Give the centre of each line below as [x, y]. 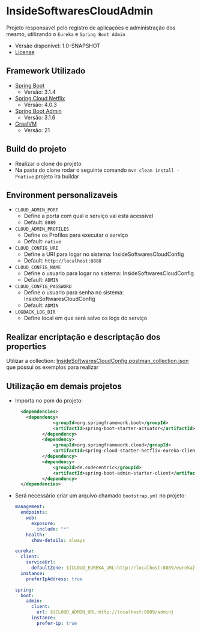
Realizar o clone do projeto [48, 163]
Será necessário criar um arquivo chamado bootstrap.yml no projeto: [100, 496]
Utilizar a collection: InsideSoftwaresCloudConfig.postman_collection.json [97, 361]
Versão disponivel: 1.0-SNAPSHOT [58, 46]
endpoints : [34, 512]
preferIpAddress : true [54, 579]
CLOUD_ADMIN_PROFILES [42, 229]
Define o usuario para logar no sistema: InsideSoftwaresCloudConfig [109, 273]
